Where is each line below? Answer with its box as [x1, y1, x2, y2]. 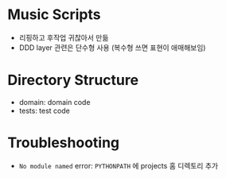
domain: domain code [18, 97, 91, 106]
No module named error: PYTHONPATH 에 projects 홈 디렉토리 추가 [18, 161, 219, 170]
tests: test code [18, 106, 71, 115]
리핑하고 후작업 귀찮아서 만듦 [18, 33, 109, 42]
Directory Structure [7, 72, 139, 89]
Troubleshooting [7, 133, 120, 152]
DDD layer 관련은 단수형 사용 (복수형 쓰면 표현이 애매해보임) [18, 42, 206, 52]
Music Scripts [7, 6, 101, 24]
